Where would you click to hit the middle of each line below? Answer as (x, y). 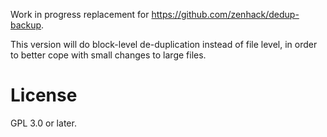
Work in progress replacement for (80, 14)
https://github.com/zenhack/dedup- (225, 14)
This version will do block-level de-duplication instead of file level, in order (164, 44)
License (44, 95)
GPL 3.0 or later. (43, 123)
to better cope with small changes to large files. (108, 55)
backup (26, 25)
